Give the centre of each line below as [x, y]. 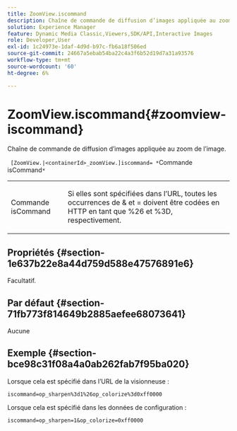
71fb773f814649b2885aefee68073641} [97, 314]
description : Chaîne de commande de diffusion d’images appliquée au [112, 21]
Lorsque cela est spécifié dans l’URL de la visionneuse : [88, 381]
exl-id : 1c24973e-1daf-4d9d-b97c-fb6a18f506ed [77, 47]
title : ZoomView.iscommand [47, 14]
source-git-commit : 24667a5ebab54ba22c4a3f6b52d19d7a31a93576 [101, 54]
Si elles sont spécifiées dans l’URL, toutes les [142, 194]
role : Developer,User [39, 40]
